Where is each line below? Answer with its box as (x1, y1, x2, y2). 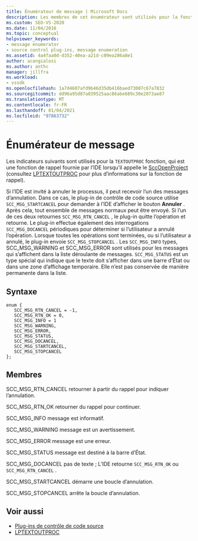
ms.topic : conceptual (6, 31, 60, 37)
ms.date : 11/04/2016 (6, 25, 57, 31)
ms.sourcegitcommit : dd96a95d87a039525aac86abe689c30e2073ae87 (6, 91, 165, 97)
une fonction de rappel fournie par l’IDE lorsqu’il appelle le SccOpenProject (6, 164, 189, 171)
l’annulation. (6, 392, 35, 399)
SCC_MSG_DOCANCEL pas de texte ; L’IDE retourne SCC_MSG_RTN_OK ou (6, 460, 179, 467)
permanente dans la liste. (6, 270, 68, 277)
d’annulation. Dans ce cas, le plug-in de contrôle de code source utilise (6, 194, 179, 201)
